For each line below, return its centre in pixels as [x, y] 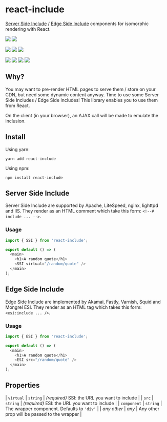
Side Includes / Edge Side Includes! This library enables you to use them [81, 100]
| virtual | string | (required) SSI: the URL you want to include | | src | [79, 397]
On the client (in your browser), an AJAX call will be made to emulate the [82, 115]
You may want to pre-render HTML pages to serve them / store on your [81, 89]
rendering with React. [28, 29]
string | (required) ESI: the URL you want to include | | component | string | [84, 403]
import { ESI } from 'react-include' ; [47, 336]
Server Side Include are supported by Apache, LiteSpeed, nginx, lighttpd [82, 205]
